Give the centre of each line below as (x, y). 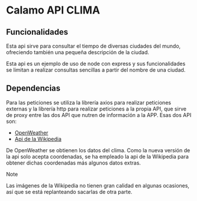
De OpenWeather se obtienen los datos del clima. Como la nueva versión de (98, 150)
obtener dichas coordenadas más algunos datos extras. (74, 163)
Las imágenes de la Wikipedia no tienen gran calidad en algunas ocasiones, (98, 185)
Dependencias (33, 88)
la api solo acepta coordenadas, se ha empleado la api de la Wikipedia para (98, 156)
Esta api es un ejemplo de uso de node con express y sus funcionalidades (96, 63)
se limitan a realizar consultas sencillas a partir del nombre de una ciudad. (96, 70)
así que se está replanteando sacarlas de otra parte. (69, 192)
